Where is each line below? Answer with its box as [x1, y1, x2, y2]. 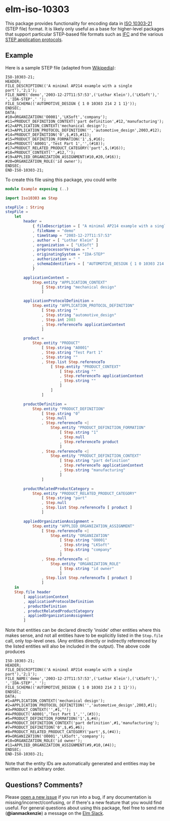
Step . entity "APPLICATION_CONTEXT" [32, 280, 108, 285]
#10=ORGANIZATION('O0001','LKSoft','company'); [5, 114, 108, 120]
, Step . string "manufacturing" [59, 468, 125, 473]
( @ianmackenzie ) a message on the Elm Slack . [5, 810, 105, 816]
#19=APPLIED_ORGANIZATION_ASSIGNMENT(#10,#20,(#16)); [5, 154, 121, 159]
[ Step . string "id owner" [59, 566, 114, 571]
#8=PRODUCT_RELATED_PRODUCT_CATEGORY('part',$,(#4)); [5, 729, 121, 735]
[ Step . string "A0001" [41, 345, 90, 350]
